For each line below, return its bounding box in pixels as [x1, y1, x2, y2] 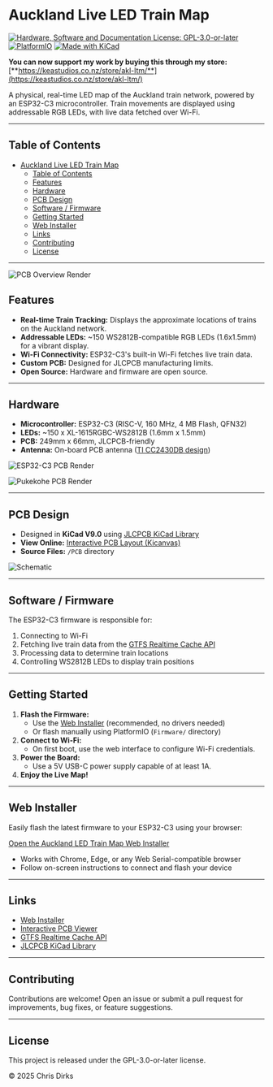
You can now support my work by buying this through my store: [8, 57, 227, 67]
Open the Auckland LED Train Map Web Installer [8, 838, 170, 848]
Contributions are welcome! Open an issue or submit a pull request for [8, 994, 244, 1004]
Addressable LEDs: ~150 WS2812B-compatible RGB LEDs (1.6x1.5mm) [19, 331, 258, 342]
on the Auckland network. [19, 323, 107, 333]
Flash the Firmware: [19, 709, 89, 719]
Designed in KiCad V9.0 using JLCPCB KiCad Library [19, 530, 200, 539]
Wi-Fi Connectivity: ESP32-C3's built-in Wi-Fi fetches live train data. [19, 349, 253, 359]
